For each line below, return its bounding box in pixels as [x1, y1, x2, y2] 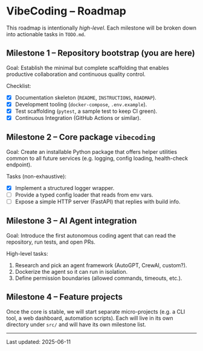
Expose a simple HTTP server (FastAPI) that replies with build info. [14, 198, 181, 205]
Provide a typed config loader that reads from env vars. [14, 191, 153, 198]
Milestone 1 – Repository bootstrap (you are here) [6, 48, 195, 58]
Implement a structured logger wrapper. [14, 184, 115, 191]
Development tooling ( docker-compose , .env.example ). [14, 101, 147, 108]
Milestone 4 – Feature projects [6, 292, 123, 302]
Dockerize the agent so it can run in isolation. [14, 268, 128, 275]
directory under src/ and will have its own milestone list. [6, 321, 146, 328]
